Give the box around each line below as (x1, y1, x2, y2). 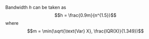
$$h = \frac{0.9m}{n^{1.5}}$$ (54, 12, 117, 18)
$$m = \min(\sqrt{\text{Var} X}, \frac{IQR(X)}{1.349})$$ (27, 28, 144, 34)
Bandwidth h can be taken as (5, 5, 66, 10)
